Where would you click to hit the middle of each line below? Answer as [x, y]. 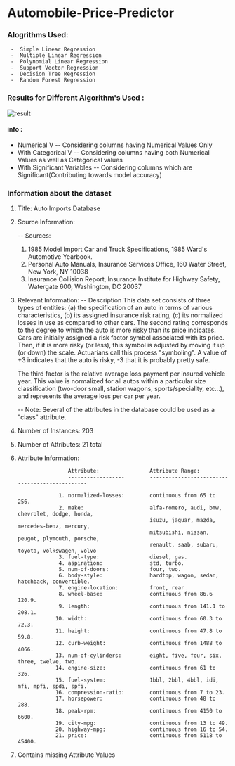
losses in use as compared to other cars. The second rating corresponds [123, 323]
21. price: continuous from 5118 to [139, 736]
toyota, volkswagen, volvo [57, 551]
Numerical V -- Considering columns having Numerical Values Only [115, 145]
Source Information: [46, 222]
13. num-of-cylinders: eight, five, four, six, [139, 656]
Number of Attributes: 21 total [60, 445]
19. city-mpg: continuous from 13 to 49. [142, 723]
